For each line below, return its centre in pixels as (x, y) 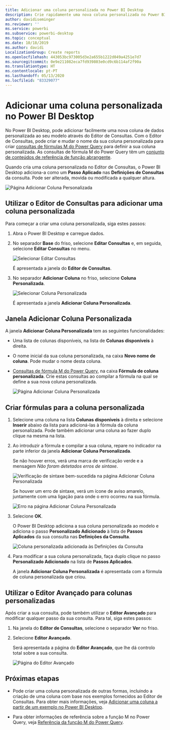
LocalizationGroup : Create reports (43, 52)
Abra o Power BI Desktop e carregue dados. (58, 233)
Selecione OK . (28, 516)
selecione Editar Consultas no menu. (52, 248)
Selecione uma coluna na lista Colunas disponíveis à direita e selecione (88, 420)
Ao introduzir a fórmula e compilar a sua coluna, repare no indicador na (87, 446)
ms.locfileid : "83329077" (32, 80)
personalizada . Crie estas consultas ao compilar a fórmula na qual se (85, 376)
